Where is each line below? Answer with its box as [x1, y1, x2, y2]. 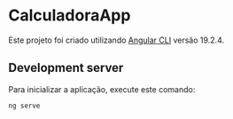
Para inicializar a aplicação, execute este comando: [8, 83, 196, 94]
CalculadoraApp [8, 5, 131, 26]
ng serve [8, 101, 41, 110]
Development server [8, 60, 124, 75]
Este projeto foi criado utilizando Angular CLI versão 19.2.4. [8, 35, 225, 45]
